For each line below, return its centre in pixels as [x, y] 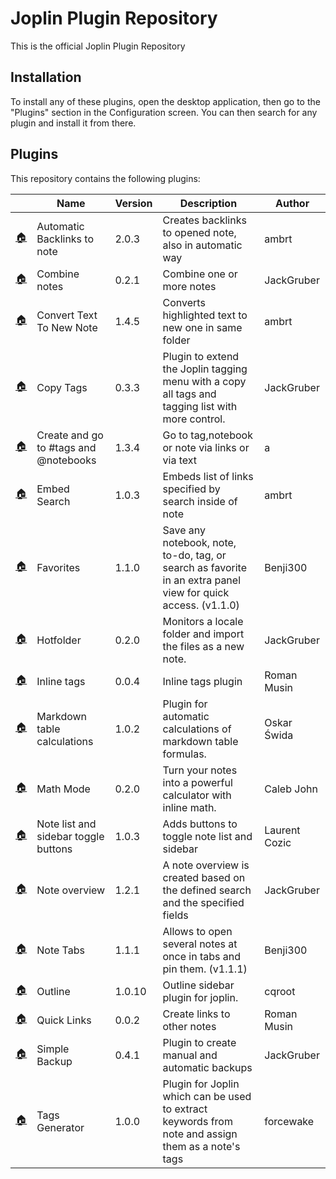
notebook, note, [199, 542]
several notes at [200, 944]
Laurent [282, 830]
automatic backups [207, 1067]
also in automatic [202, 245]
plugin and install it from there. [73, 123]
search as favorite [204, 567]
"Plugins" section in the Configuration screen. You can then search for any [164, 112]
